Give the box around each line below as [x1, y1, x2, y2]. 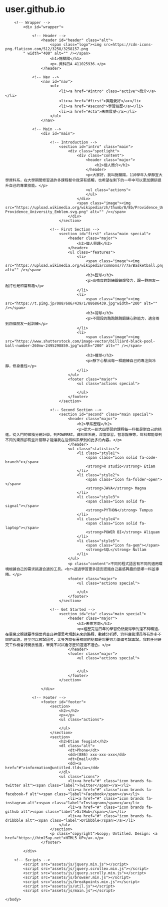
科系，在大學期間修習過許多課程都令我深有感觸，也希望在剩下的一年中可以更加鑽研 [12, 177, 158, 183]
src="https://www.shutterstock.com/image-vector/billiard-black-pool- [5, 338, 155, 344]
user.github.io [5, 4, 65, 15]
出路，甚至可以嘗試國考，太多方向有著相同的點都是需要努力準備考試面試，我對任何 [12, 637, 158, 642]
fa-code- [139, 455, 157, 460]
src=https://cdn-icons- [103, 42, 153, 47]
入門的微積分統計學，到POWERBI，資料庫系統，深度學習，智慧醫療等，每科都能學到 [16, 432, 162, 437]
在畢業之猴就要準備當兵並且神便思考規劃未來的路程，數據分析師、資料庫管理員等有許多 [5, 632, 158, 637]
